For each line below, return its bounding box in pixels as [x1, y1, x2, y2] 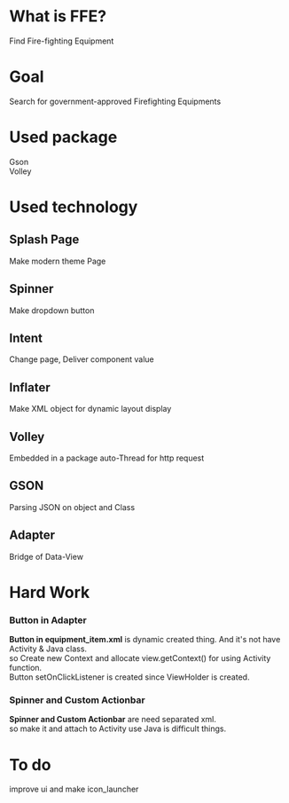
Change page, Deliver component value [9, 354, 154, 365]
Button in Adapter [9, 614, 87, 626]
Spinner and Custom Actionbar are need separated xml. [9, 714, 217, 725]
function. [9, 663, 43, 673]
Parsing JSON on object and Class [9, 501, 136, 512]
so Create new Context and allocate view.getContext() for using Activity [9, 653, 271, 664]
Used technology [9, 197, 138, 216]
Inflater [9, 380, 51, 395]
